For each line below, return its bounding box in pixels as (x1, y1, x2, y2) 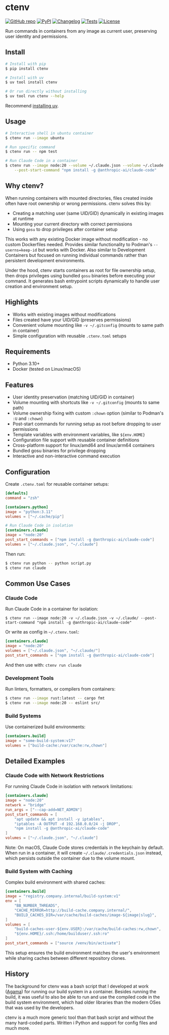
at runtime (12, 215, 34, 221)
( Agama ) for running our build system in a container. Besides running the (5, 988, 156, 995)
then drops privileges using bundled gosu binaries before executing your (5, 272, 155, 278)
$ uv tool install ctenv (5, 80, 58, 85)
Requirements (5, 347, 50, 356)
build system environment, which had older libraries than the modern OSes (5, 999, 161, 1005)
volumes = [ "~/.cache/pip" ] (5, 514, 65, 519)
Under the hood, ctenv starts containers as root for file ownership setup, (5, 267, 156, 273)
